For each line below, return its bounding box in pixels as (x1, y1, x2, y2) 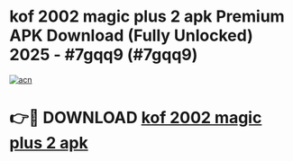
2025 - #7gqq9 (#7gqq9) (9, 45, 198, 65)
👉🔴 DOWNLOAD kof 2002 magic (9, 108, 262, 128)
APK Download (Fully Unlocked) (9, 25, 254, 46)
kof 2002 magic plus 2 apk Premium (9, 6, 286, 27)
